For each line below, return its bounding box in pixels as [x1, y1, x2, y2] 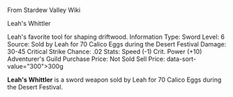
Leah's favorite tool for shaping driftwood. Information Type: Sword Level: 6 [7, 33, 225, 41]
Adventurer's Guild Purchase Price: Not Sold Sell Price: [7, 55, 165, 63]
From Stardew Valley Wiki [7, 6, 81, 14]
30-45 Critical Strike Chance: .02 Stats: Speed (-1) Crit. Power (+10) [7, 48, 202, 55]
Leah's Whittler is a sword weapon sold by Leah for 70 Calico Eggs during [7, 76, 222, 84]
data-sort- [166, 55, 197, 63]
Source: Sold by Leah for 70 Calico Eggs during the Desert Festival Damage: [7, 40, 227, 48]
